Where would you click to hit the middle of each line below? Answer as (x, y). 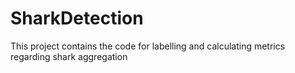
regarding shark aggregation (69, 56)
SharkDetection (77, 18)
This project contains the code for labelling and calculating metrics (148, 46)
